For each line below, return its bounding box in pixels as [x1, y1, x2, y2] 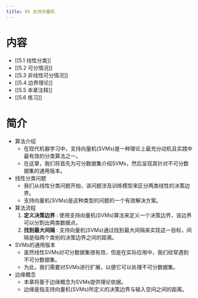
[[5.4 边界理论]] [14, 79, 53, 86]
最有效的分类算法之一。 [23, 152, 81, 159]
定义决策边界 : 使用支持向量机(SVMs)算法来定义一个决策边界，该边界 [23, 212, 192, 219]
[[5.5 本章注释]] [14, 86, 53, 94]
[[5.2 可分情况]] [14, 64, 53, 71]
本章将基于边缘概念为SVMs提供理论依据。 [23, 278, 127, 285]
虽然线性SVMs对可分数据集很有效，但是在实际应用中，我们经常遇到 [23, 248, 189, 255]
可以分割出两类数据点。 [23, 219, 81, 226]
